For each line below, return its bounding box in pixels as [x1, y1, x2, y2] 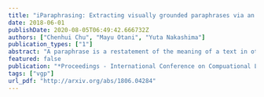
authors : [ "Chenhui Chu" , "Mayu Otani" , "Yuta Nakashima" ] [8, 33, 206, 41]
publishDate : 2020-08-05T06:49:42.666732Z [8, 26, 149, 34]
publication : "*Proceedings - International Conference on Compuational [8, 63, 251, 70]
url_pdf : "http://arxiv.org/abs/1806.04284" [8, 77, 156, 84]
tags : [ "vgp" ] [8, 70, 55, 77]
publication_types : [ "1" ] [8, 41, 93, 48]
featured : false [8, 56, 61, 63]
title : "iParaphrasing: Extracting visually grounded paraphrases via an [8, 11, 255, 20]
